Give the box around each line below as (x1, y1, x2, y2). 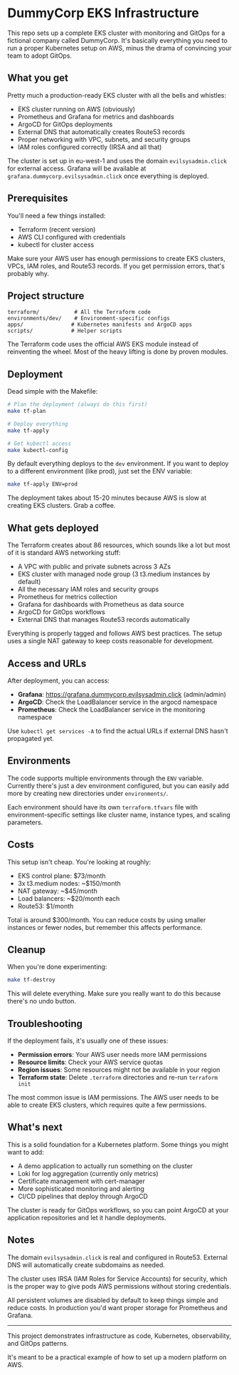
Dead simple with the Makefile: (7, 387, 98, 396)
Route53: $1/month (17, 901, 74, 910)
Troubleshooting (7, 1018, 83, 1030)
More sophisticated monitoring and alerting (17, 1184, 144, 1192)
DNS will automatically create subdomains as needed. (7, 1260, 166, 1269)
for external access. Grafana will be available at (7, 164, 147, 173)
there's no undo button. (7, 997, 77, 1006)
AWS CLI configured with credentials (17, 232, 126, 241)
